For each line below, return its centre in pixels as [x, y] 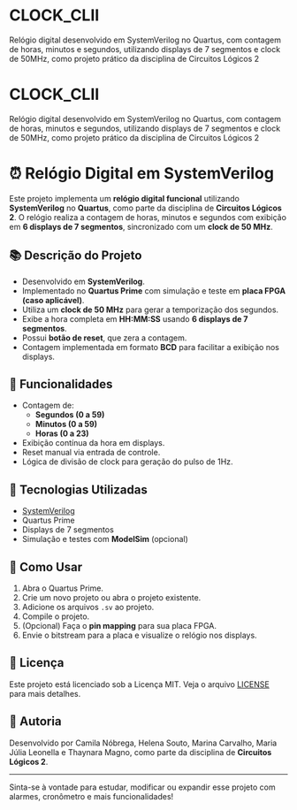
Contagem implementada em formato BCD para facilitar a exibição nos [151, 347]
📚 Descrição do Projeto [76, 256]
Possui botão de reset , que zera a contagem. [104, 338]
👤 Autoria [35, 722]
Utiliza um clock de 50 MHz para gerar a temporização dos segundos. [150, 309]
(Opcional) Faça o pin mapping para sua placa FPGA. [119, 626]
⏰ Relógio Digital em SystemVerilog [141, 174]
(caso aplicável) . [53, 300]
